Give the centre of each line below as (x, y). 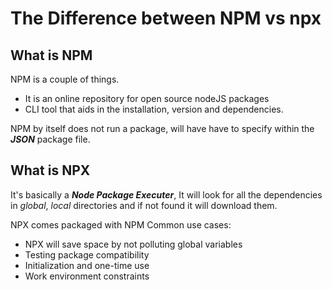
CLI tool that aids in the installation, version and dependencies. (154, 109)
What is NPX (50, 170)
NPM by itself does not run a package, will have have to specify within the (162, 128)
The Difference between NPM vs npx (166, 18)
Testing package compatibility (87, 254)
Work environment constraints (87, 276)
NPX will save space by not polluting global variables (133, 244)
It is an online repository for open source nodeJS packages (147, 98)
